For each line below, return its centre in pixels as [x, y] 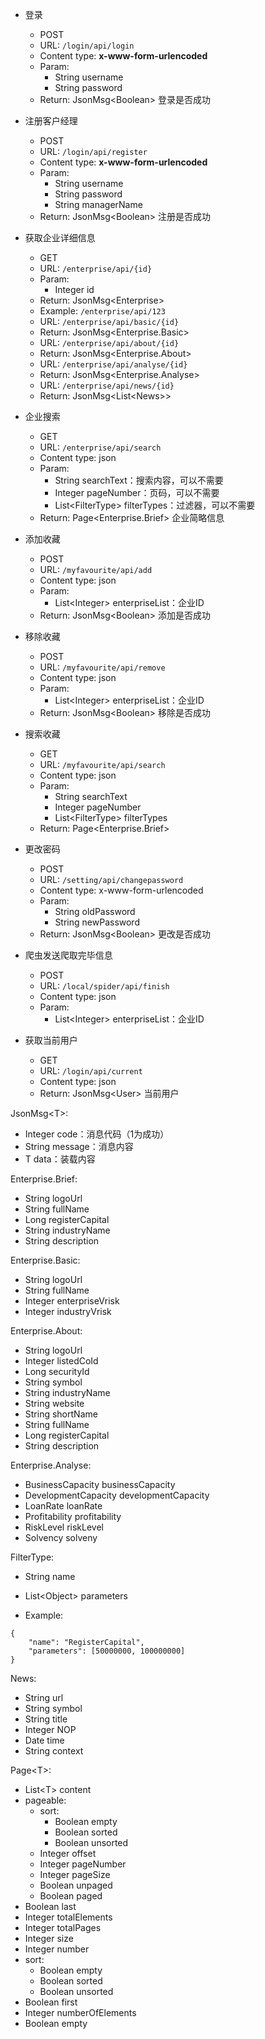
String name [50, 1576]
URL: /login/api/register [93, 151]
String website [54, 1403]
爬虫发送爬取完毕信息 [68, 955]
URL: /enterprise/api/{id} [96, 268]
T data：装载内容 [60, 1159]
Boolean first [51, 2002]
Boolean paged [71, 1896]
